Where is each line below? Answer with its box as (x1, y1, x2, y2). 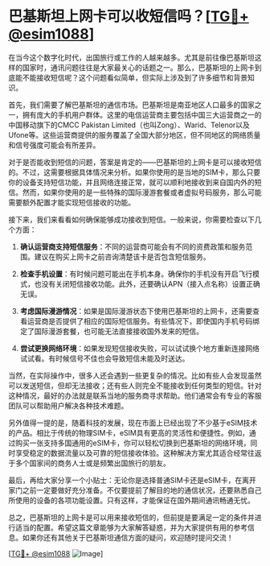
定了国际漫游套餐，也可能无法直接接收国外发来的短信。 (19, 326, 203, 336)
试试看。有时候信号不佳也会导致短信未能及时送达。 (19, 353, 190, 363)
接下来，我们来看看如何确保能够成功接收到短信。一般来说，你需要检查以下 (8, 214, 255, 224)
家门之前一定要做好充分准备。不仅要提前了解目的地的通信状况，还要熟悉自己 (8, 485, 262, 495)
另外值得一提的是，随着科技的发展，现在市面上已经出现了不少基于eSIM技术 (8, 418, 258, 428)
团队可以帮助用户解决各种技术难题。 (8, 400, 129, 411)
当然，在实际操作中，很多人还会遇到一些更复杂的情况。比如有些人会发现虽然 (8, 370, 262, 380)
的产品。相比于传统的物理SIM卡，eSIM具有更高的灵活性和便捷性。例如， (8, 428, 249, 437)
